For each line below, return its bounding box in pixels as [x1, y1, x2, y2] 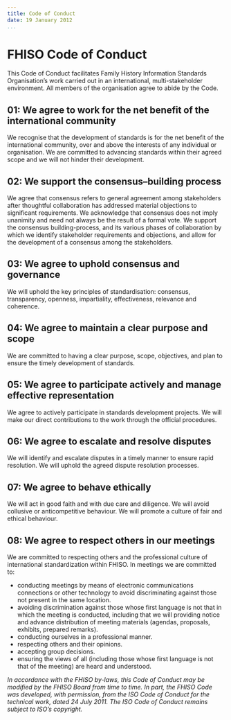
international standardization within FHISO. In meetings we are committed [7, 560, 216, 568]
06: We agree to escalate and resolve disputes [7, 435, 212, 447]
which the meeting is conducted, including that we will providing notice [17, 611, 220, 619]
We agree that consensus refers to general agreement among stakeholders [7, 194, 221, 202]
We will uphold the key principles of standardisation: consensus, [7, 287, 191, 295]
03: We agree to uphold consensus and [7, 258, 180, 270]
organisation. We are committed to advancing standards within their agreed [7, 148, 222, 157]
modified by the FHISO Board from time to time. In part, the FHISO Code [7, 683, 213, 691]
